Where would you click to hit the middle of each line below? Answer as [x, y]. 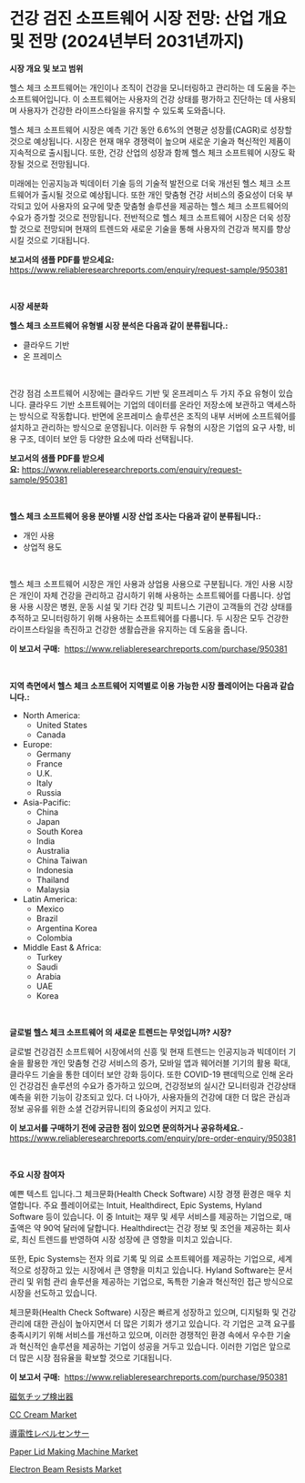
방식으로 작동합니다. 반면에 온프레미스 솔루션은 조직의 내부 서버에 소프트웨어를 [158, 416]
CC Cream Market [43, 1414]
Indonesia [55, 869]
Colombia [54, 938]
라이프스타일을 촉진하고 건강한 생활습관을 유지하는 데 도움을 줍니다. [128, 629]
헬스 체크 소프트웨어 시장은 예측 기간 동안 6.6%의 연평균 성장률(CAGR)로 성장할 [151, 129]
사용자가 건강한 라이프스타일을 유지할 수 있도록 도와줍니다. [122, 110]
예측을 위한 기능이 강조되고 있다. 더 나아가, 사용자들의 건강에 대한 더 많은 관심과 [150, 1097]
